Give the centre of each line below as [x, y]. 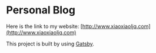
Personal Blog [41, 10]
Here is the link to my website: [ [44, 26]
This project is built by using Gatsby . [50, 44]
